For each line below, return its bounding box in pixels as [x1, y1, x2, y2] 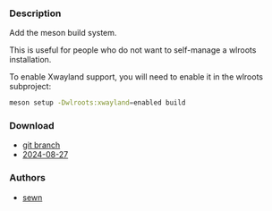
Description [9, 7, 62, 20]
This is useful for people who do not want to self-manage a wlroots [9, 45, 257, 55]
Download [9, 120, 55, 132]
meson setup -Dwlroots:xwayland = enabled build [9, 98, 186, 107]
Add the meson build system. [9, 28, 117, 38]
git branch [21, 139, 61, 150]
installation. [9, 55, 52, 65]
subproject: [9, 81, 52, 92]
